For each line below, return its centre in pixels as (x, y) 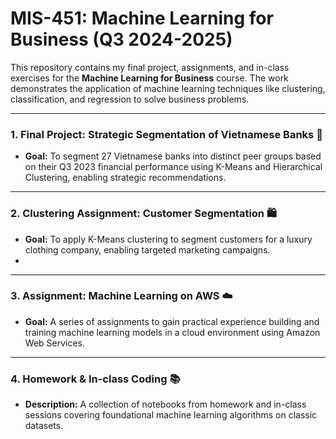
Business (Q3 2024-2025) (121, 39)
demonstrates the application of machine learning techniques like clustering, (168, 88)
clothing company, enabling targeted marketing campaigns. (147, 249)
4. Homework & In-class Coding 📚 (95, 379)
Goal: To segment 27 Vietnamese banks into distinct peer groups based (173, 156)
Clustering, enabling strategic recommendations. (125, 178)
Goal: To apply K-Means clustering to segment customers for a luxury (168, 239)
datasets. (44, 426)
